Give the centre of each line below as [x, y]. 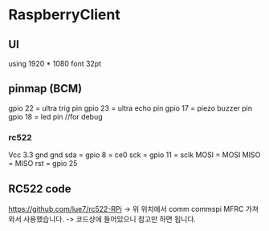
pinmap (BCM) [45, 89]
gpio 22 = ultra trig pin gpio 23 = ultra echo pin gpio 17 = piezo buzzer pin [130, 108]
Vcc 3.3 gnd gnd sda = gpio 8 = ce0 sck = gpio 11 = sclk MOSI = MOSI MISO [134, 155]
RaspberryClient [64, 15]
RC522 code [40, 189]
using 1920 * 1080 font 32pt [55, 63]
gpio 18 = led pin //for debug [55, 116]
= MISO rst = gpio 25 [43, 164]
